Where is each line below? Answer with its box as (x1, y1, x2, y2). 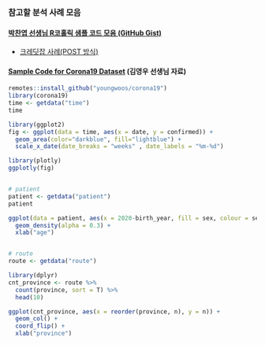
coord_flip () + (15, 322, 65, 330)
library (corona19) (8, 92, 69, 100)
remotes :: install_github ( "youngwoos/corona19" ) (8, 84, 168, 92)
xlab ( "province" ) (15, 329, 73, 338)
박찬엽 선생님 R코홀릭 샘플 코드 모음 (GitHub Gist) (8, 28, 162, 37)
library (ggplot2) (8, 121, 65, 128)
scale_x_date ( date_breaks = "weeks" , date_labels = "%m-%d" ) (15, 143, 224, 150)
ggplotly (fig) (8, 164, 55, 172)
